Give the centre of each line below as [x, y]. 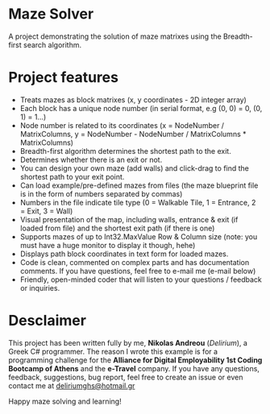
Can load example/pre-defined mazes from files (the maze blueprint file [139, 185]
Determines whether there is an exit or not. [91, 159]
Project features [64, 78]
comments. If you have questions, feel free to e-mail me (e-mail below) [138, 271]
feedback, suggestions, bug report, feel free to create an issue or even [126, 377]
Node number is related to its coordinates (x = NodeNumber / [122, 125]
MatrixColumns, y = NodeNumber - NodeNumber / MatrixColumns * [133, 134]
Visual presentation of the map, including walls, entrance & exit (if [129, 219]
